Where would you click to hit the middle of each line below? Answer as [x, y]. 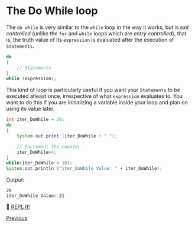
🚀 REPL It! [18, 207]
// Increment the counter [49, 147]
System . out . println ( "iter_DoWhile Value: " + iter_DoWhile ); [84, 169]
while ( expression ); [32, 79]
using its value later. [30, 109]
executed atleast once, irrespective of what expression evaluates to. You [95, 96]
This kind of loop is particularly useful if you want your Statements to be [93, 90]
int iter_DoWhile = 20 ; [35, 120]
